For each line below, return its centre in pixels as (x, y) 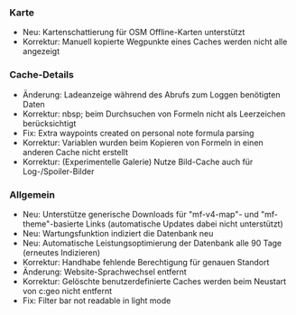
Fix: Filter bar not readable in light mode (97, 301)
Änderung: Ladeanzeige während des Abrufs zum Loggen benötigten (151, 94)
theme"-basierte (53, 224)
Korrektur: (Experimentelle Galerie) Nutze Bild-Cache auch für (138, 162)
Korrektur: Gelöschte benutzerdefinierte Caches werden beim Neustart (154, 281)
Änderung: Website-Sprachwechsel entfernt (104, 272)
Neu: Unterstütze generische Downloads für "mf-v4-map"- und (140, 214)
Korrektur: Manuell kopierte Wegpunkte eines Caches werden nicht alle (155, 42)
